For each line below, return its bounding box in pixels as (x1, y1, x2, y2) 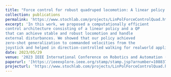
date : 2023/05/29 (5, 50, 42, 55)
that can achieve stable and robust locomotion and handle (5, 31, 133, 36)
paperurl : (5, 59, 26, 64)
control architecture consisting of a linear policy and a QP (5, 26, 140, 31)
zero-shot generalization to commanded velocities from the (5, 41, 136, 46)
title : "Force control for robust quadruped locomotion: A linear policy (5, 7, 165, 13)
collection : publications (5, 12, 60, 17)
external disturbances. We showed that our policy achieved (5, 36, 136, 41)
